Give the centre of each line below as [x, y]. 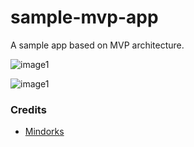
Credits [28, 109]
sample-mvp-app [84, 17]
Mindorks [44, 132]
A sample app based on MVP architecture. [97, 45]
